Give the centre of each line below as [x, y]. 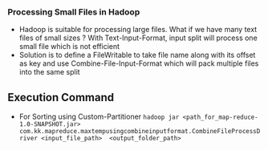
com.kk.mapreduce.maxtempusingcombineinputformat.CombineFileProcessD [140, 132]
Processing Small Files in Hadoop [74, 12]
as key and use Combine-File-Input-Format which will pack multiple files [139, 63]
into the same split [50, 72]
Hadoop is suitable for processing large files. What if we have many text [138, 30]
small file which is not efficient [69, 47]
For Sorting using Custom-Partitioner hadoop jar [99, 117]
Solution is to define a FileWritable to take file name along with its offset [137, 55]
